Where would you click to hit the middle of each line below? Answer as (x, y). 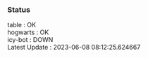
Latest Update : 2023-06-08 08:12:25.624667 (74, 48)
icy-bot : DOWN (30, 40)
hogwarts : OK (28, 32)
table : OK (22, 25)
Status (19, 10)
